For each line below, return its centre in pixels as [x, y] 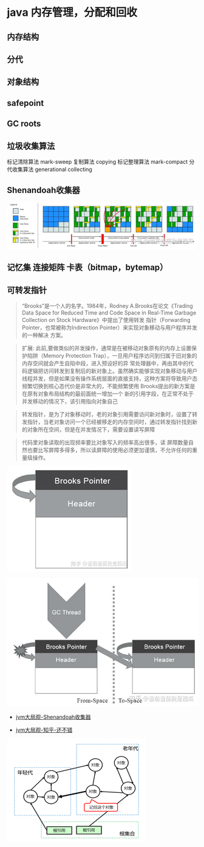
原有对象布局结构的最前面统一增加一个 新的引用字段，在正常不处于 [110, 394]
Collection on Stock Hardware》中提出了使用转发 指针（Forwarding [106, 320]
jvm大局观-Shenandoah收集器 [53, 717]
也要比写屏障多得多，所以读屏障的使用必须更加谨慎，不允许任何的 [110, 450]
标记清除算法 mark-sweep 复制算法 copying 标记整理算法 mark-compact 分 [101, 161]
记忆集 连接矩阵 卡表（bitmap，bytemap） [87, 267]
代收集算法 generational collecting [50, 169]
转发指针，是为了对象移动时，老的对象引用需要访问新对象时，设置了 [107, 414]
